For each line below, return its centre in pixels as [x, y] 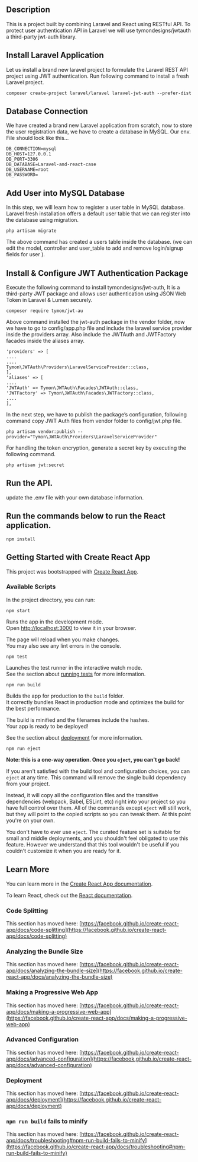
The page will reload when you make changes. [63, 639]
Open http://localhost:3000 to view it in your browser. [72, 628]
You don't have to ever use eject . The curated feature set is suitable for [93, 832]
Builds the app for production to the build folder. [65, 696]
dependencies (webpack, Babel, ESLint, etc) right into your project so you [96, 801]
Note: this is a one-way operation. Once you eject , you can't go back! [93, 759]
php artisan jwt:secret [35, 465]
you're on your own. [30, 820]
